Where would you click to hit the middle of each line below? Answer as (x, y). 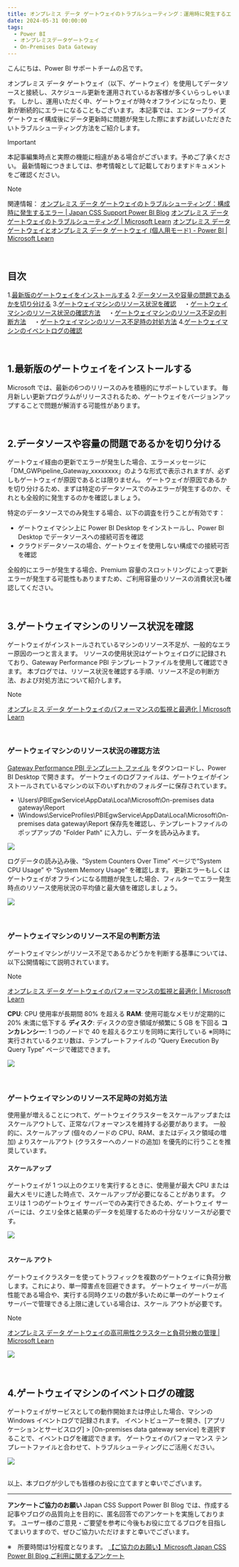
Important (22, 142)
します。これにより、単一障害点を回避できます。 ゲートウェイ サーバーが (115, 1286)
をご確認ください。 (36, 175)
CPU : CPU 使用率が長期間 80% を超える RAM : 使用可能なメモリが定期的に (117, 1013)
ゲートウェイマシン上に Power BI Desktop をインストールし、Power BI (121, 528)
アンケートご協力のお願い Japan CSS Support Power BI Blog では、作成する (118, 1505)
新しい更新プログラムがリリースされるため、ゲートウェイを (100, 396)
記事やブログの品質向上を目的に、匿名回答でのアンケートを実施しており (113, 1514)
